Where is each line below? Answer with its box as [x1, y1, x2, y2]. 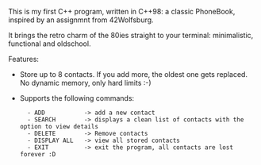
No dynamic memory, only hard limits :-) [19, 79, 152, 87]
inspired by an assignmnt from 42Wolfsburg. [8, 15, 154, 25]
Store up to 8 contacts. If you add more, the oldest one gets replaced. [19, 70, 248, 79]
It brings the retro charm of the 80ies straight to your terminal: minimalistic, [8, 31, 254, 40]
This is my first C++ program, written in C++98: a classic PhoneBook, [8, 7, 236, 16]
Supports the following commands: [19, 94, 135, 102]
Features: [8, 55, 40, 63]
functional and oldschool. [8, 39, 91, 48]
